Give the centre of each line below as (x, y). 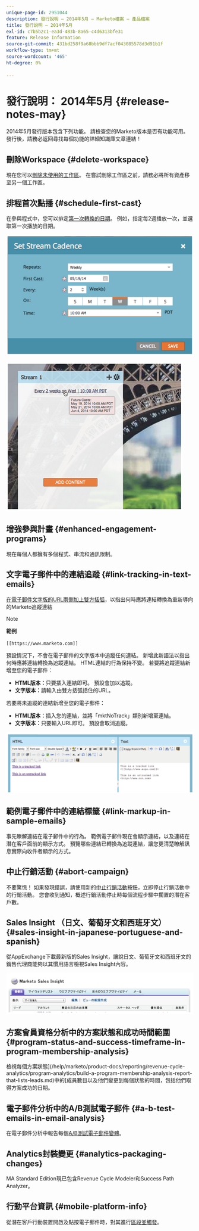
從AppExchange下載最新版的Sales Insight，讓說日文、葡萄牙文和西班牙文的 (99, 957)
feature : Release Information (44, 38)
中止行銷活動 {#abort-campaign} (68, 872)
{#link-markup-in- (136, 811)
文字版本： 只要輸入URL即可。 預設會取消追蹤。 (73, 723)
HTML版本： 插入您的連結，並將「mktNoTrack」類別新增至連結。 (94, 716)
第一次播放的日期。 (34, 226)
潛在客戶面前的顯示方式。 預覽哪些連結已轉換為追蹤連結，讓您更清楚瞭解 (95, 844)
